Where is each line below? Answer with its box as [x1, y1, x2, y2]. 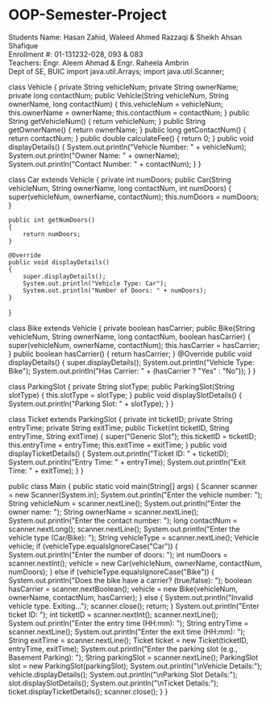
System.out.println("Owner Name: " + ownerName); [8, 151, 180, 160]
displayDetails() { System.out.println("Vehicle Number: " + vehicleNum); [8, 142, 247, 151]
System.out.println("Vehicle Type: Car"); [23, 280, 168, 288]
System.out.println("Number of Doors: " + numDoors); [23, 286, 207, 295]
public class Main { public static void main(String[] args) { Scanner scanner [8, 481, 258, 491]
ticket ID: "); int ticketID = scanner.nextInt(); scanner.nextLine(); [8, 610, 219, 619]
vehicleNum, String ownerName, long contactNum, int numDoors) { [8, 183, 232, 193]
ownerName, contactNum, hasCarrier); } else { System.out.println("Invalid [8, 592, 254, 602]
